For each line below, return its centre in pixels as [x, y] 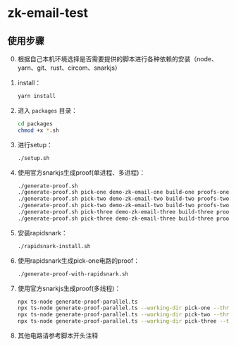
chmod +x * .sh [38, 130]
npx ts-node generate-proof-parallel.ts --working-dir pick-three [117, 321]
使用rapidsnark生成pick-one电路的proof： [79, 260]
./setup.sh [33, 158]
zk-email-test [48, 13]
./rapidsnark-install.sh [54, 246]
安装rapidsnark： [43, 233]
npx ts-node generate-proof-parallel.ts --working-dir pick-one [114, 308]
